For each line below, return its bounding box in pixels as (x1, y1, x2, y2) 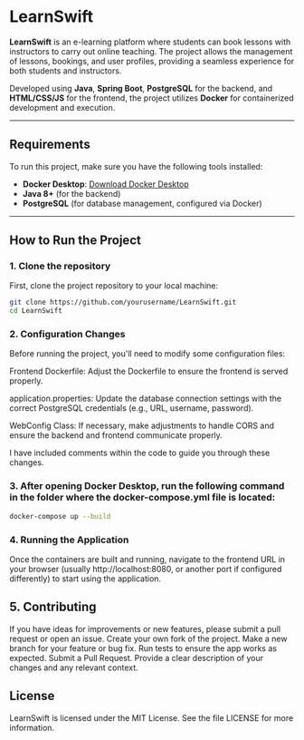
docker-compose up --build (9, 511, 111, 521)
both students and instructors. (9, 65, 122, 76)
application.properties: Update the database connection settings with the (9, 393, 282, 404)
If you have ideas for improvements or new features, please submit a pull (9, 623, 281, 634)
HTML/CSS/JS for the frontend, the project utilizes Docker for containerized (9, 92, 294, 103)
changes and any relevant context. (9, 662, 138, 673)
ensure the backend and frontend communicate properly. (9, 430, 223, 441)
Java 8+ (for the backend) (22, 188, 121, 199)
